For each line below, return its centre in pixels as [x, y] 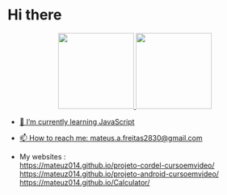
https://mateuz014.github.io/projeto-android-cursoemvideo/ [119, 174]
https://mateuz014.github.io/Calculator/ [84, 182]
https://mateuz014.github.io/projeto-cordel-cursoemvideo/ [117, 165]
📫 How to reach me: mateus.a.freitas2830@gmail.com [111, 138]
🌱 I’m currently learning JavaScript [77, 121]
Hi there [35, 15]
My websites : [42, 156]
